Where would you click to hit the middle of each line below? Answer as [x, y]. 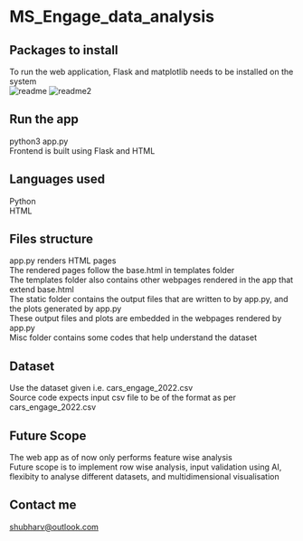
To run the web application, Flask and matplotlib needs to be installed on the [151, 71]
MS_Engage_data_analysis [112, 17]
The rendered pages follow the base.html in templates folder [122, 270]
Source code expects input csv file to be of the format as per [123, 398]
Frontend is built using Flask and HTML [82, 150]
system [23, 81]
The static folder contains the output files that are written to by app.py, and [149, 299]
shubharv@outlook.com [54, 527]
